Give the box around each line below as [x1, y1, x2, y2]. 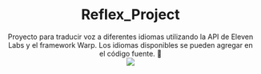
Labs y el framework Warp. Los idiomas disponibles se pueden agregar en [7, 40, 254, 49]
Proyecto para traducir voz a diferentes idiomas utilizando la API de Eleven [7, 32, 254, 41]
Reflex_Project [81, 6, 180, 24]
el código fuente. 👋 [98, 49, 163, 58]
